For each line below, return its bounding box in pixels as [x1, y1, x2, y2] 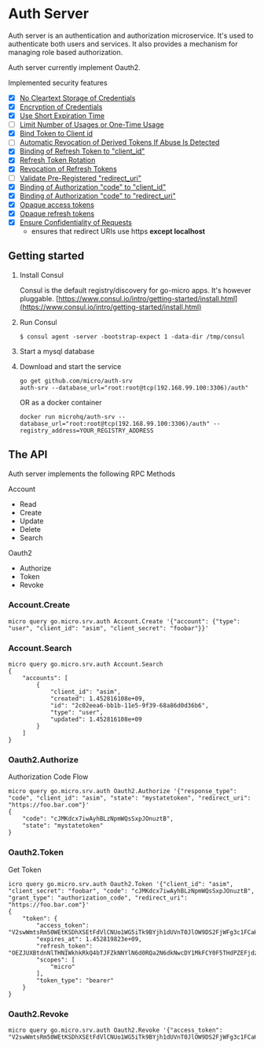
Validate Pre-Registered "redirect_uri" [19, 173, 142, 183]
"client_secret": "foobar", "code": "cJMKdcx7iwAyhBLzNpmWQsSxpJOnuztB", [8, 887, 255, 895]
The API [8, 448, 48, 461]
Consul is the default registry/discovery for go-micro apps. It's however [19, 285, 251, 295]
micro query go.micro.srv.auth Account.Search [8, 660, 163, 669]
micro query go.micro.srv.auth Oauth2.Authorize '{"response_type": [8, 788, 237, 796]
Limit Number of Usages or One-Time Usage [19, 120, 164, 130]
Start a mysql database [19, 346, 95, 356]
